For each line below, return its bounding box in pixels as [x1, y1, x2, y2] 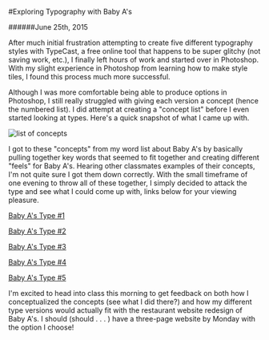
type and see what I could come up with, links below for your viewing [8, 187, 237, 196]
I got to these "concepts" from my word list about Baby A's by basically [8, 144, 243, 153]
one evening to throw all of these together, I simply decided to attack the [8, 178, 247, 188]
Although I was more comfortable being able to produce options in [8, 87, 227, 97]
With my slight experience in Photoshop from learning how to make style [8, 63, 248, 73]
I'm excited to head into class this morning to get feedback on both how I [8, 289, 249, 297]
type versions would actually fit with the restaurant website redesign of [8, 306, 243, 315]
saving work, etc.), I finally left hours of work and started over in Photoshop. [8, 55, 259, 64]
